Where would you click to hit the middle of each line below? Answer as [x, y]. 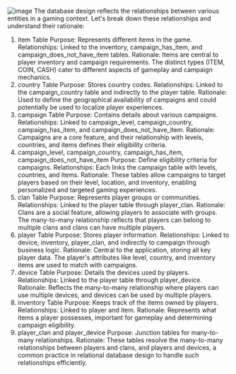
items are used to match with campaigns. [77, 265]
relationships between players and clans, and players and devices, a [117, 347]
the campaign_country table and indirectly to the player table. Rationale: [122, 92]
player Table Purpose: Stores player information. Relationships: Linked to [123, 235]
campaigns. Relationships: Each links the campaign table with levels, [117, 167]
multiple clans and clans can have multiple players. [92, 227]
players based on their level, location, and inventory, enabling [107, 182]
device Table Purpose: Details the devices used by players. [104, 273]
